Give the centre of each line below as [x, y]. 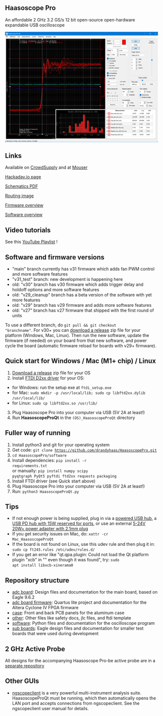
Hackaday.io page [23, 177]
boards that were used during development [55, 634]
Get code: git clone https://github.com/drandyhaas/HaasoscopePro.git [84, 450]
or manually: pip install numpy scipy [50, 471]
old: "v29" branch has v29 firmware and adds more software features [82, 305]
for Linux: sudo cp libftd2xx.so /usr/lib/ [55, 403]
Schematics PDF [22, 186]
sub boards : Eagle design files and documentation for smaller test [78, 628]
